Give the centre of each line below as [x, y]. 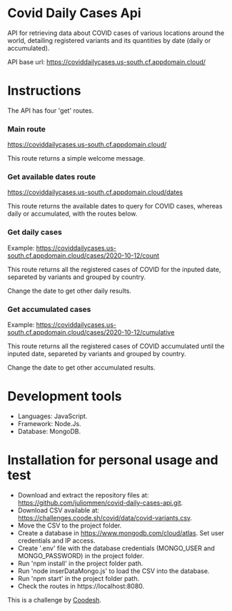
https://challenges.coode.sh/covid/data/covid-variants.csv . [105, 517]
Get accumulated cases [49, 309]
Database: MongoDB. [49, 431]
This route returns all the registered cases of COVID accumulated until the [116, 346]
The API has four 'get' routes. [51, 110]
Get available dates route [52, 177]
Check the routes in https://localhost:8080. [81, 586]
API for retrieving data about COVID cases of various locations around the [116, 33]
